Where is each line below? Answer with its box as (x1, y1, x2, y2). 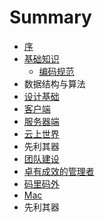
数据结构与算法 (23, 77, 86, 90)
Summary (9, 6, 92, 29)
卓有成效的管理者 (23, 165, 95, 177)
